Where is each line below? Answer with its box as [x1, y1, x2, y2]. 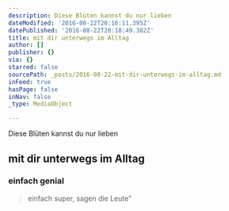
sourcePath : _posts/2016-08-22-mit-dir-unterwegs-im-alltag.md [8, 71, 222, 79]
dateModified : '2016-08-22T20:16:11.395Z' [8, 19, 151, 27]
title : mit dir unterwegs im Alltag [8, 33, 129, 42]
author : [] [8, 41, 44, 49]
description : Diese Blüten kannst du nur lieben [8, 11, 172, 20]
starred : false [8, 63, 59, 71]
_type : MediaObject [8, 100, 73, 108]
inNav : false [8, 93, 52, 101]
